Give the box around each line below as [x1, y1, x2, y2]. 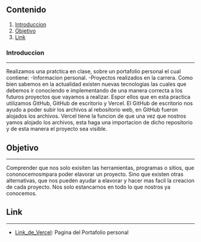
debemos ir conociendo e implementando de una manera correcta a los [6, 87, 183, 94]
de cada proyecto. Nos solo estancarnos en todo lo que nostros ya [6, 183, 170, 190]
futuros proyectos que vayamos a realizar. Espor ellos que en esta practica [6, 93, 191, 101]
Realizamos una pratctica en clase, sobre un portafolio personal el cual [6, 68, 181, 75]
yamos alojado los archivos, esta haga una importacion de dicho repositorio [6, 119, 193, 126]
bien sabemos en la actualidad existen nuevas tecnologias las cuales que [6, 80, 187, 88]
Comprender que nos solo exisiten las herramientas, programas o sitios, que [6, 164, 194, 171]
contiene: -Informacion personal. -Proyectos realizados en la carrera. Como [6, 74, 193, 82]
